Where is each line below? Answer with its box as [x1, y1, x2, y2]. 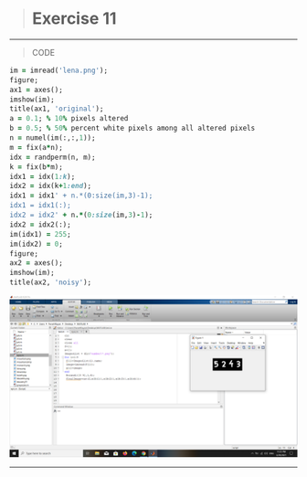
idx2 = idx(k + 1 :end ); [9, 182, 92, 191]
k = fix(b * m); [9, 162, 64, 172]
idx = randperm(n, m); [9, 153, 96, 162]
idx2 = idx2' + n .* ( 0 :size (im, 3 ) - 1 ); [9, 210, 153, 220]
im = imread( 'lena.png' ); [9, 66, 108, 75]
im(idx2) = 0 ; [9, 239, 64, 249]
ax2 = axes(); [9, 259, 64, 268]
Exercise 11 [31, 8, 117, 29]
